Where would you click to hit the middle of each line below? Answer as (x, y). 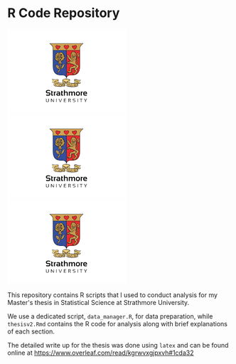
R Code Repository (64, 13)
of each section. (31, 331)
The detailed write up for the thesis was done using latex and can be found (118, 345)
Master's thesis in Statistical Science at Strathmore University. (98, 302)
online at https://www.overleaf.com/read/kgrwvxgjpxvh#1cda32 (101, 353)
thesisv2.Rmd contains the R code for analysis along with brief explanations (117, 323)
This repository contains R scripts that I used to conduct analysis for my (113, 295)
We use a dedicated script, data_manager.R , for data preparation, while (110, 316)
